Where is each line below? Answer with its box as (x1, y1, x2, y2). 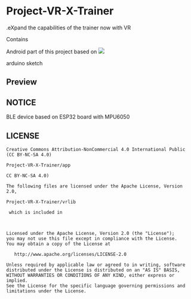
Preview (6, 77, 38, 87)
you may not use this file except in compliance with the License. (6, 235, 178, 241)
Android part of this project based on (6, 48, 97, 55)
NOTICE (6, 97, 36, 107)
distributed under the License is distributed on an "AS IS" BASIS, (6, 267, 180, 273)
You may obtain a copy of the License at (6, 241, 111, 247)
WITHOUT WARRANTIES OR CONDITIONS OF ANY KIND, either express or (6, 272, 175, 278)
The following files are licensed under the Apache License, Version (6, 183, 183, 189)
